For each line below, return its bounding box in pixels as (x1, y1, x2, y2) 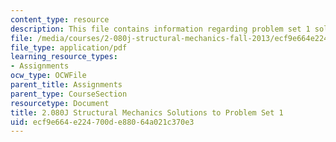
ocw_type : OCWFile (10, 71, 87, 81)
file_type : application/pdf (10, 42, 128, 53)
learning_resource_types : (10, 52, 118, 62)
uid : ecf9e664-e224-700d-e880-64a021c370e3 (10, 117, 195, 127)
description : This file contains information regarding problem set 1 (10, 24, 311, 34)
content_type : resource (10, 14, 110, 25)
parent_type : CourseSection (10, 89, 128, 99)
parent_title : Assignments (10, 80, 123, 90)
